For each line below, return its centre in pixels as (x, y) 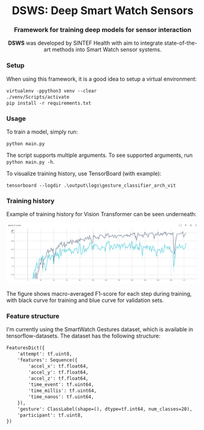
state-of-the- (180, 43)
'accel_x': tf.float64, (58, 366)
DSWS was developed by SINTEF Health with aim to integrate (86, 43)
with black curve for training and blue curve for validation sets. (85, 300)
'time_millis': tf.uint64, (63, 391)
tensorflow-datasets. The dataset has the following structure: (83, 336)
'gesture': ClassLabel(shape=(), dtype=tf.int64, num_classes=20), (105, 409)
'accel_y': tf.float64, (58, 372)
